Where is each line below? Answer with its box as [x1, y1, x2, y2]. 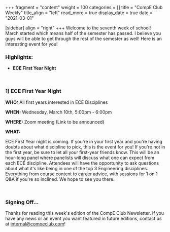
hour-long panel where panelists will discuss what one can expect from [5, 154, 155, 161]
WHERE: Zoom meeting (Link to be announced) [5, 119, 105, 125]
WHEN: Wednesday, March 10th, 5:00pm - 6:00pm [5, 109, 112, 115]
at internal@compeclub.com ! [5, 220, 66, 227]
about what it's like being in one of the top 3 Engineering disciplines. [5, 165, 148, 171]
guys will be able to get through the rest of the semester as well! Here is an [5, 35, 162, 42]
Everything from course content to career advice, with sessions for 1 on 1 [5, 171, 158, 177]
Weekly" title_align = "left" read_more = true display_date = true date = [5, 10, 153, 16]
